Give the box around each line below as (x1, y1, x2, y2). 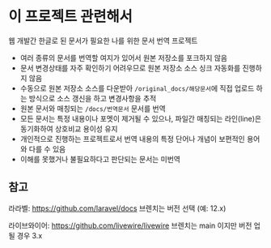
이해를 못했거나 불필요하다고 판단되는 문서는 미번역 (19, 154, 180, 164)
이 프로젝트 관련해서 (8, 7, 133, 26)
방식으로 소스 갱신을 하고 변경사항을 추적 (28, 93, 157, 103)
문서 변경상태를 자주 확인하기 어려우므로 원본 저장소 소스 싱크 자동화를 (19, 62, 241, 73)
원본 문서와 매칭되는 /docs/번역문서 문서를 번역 (19, 103, 166, 113)
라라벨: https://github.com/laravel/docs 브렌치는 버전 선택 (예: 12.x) (8, 203, 227, 213)
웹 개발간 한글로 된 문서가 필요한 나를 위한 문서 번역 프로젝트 (8, 36, 198, 45)
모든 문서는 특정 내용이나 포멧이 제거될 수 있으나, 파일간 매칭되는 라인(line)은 (19, 113, 261, 123)
